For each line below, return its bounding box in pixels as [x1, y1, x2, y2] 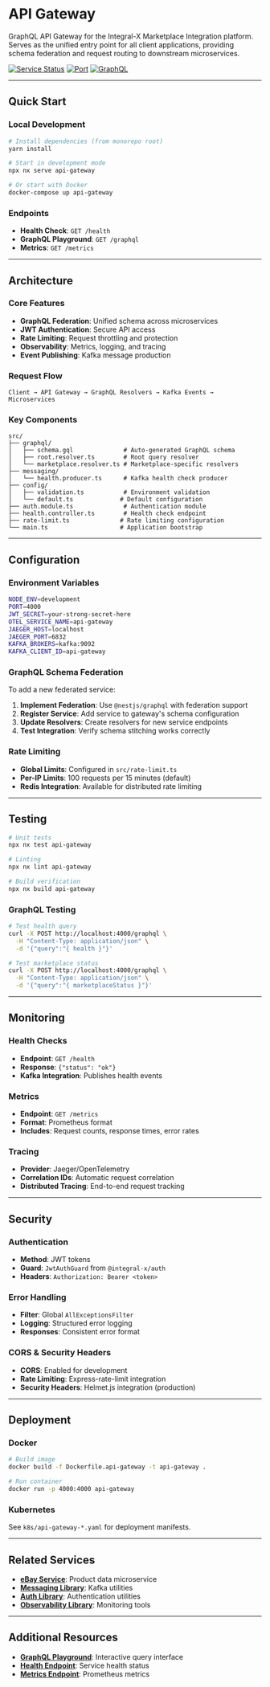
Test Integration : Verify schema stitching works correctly [19, 726, 211, 736]
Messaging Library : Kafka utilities [19, 1583, 133, 1592]
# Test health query [8, 922, 78, 930]
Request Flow [8, 370, 63, 382]
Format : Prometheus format [19, 1117, 112, 1127]
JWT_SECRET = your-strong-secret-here [8, 610, 131, 619]
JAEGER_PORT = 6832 [8, 632, 67, 641]
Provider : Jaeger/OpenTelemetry [19, 1164, 130, 1174]
